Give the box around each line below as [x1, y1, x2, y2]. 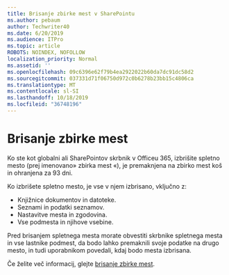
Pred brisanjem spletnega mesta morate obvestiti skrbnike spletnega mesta [7, 231, 223, 239]
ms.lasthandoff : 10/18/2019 [7, 95, 89, 102]
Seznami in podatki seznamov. [17, 203, 105, 211]
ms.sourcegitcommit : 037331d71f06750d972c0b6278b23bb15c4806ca [7, 74, 194, 82]
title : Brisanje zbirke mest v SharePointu [7, 10, 135, 17]
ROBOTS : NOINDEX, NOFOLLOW [7, 49, 85, 56]
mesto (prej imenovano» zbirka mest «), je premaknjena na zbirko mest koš [7, 161, 223, 169]
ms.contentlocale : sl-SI [7, 88, 79, 95]
